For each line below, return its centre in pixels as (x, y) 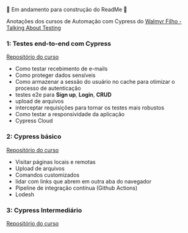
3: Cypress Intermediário (44, 210)
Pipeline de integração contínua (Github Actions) (76, 188)
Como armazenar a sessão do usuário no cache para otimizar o (95, 82)
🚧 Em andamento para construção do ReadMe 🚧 (67, 9)
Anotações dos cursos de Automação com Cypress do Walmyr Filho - (94, 21)
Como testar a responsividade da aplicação (70, 114)
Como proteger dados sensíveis (55, 75)
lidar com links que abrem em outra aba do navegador (83, 181)
